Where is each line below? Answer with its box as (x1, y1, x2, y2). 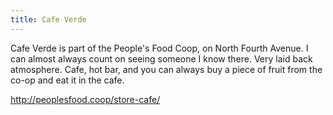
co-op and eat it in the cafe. (10, 74, 125, 86)
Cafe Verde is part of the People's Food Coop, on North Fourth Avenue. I (10, 42, 309, 54)
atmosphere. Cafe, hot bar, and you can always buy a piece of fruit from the (10, 63, 323, 75)
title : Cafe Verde (10, 14, 87, 25)
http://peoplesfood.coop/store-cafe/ (10, 93, 161, 105)
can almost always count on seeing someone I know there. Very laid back (10, 52, 313, 65)
